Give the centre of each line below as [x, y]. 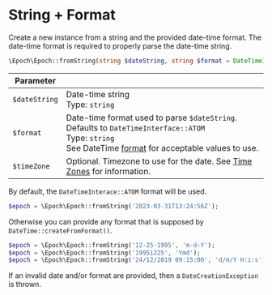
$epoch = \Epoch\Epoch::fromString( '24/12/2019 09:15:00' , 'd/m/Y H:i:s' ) [137, 260]
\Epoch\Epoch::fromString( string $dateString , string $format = [119, 61]
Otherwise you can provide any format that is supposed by [106, 221]
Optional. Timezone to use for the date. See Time [159, 161]
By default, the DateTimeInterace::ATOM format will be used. [108, 191]
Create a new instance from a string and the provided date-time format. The [135, 37]
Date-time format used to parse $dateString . [151, 118]
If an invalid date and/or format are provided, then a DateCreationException [134, 276]
